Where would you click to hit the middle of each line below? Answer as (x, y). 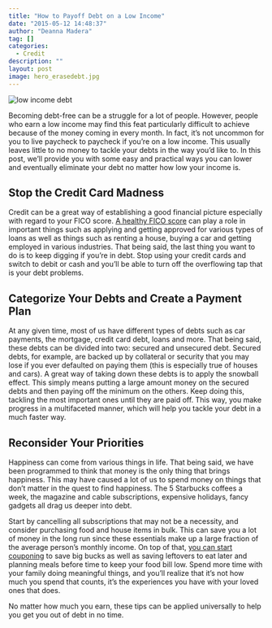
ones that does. (35, 591)
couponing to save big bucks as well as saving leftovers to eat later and (128, 556)
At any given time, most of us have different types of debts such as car (127, 331)
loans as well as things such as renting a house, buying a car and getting (130, 238)
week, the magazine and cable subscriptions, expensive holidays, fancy (129, 497)
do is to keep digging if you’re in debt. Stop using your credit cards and (127, 255)
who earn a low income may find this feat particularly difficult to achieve (129, 124)
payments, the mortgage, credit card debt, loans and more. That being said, (135, 339)
